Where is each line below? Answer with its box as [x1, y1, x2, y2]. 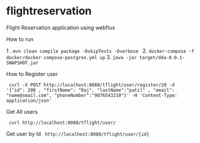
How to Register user [6, 70, 58, 77]
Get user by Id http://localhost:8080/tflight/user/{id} [6, 130, 149, 137]
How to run [6, 35, 34, 42]
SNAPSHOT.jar [6, 60, 39, 66]
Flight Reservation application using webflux [6, 24, 115, 31]
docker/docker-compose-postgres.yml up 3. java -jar [6, 53, 137, 60]
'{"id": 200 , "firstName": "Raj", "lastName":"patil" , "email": [6, 87, 175, 93]
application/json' [6, 98, 52, 104]
